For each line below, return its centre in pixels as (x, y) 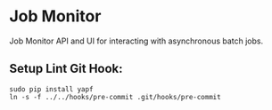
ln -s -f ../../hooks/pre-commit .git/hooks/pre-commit (115, 97)
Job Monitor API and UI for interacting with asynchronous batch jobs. (136, 41)
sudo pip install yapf (51, 89)
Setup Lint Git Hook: (66, 69)
